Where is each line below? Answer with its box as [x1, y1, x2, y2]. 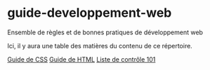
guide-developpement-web [7, 5, 172, 21]
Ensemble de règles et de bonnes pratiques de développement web [7, 28, 204, 36]
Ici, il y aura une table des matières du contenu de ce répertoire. [7, 41, 193, 50]
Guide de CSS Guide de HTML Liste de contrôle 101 [7, 55, 156, 64]
